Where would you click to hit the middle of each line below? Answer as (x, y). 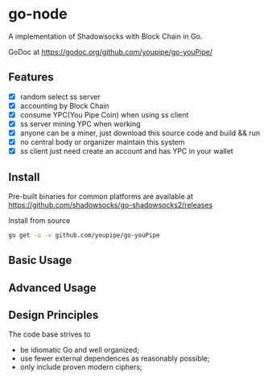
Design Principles (54, 315)
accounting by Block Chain (65, 105)
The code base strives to (49, 334)
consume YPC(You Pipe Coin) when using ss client (104, 114)
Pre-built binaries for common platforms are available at (101, 196)
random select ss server (60, 97)
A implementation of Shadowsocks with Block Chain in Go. (105, 36)
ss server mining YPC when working (80, 124)
